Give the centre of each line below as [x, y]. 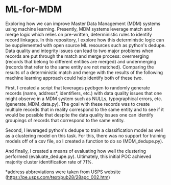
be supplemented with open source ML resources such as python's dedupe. [86, 45]
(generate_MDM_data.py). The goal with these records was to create [78, 104]
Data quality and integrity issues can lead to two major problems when [79, 51]
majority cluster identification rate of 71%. [49, 161]
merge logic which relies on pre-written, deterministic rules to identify [79, 34]
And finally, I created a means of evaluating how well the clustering [76, 151]
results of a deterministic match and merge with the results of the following [84, 72]
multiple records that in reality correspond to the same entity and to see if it [85, 109]
